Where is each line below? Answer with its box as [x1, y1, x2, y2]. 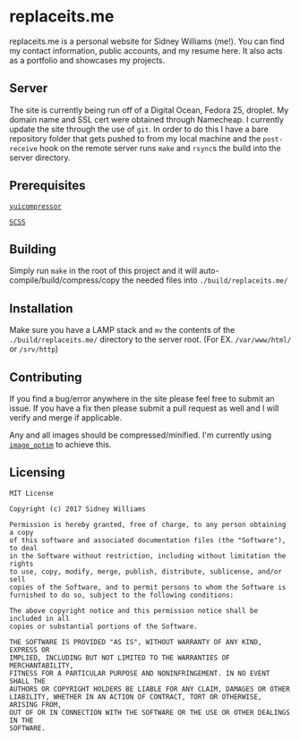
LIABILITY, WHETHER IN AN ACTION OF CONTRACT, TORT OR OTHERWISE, [9, 692, 262, 702]
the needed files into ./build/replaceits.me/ [122, 275, 288, 285]
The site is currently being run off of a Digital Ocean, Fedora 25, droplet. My [9, 105, 289, 115]
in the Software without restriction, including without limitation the [9, 551, 287, 560]
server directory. [9, 152, 71, 163]
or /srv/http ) [9, 344, 59, 354]
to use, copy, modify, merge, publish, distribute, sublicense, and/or [9, 566, 282, 576]
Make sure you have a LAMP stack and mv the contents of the [9, 325, 236, 336]
